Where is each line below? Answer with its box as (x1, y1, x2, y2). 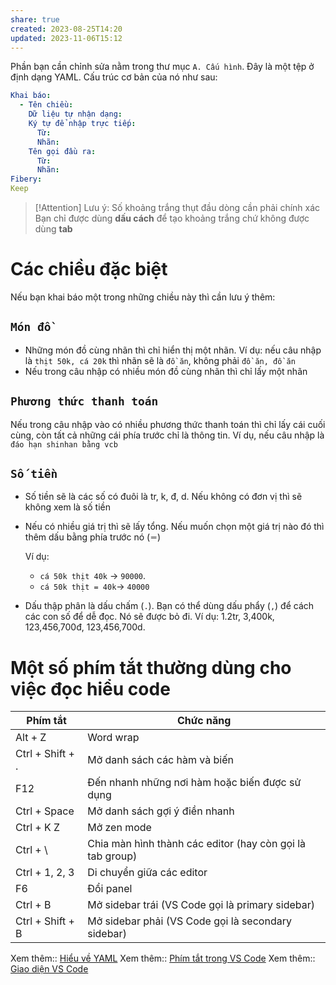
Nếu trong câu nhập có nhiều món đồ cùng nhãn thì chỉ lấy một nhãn (24, 365, 308, 377)
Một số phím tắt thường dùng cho (10, 656, 292, 679)
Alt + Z (15, 731, 47, 745)
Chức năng (176, 714, 232, 728)
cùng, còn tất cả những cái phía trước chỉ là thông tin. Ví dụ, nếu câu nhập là (10, 429, 325, 441)
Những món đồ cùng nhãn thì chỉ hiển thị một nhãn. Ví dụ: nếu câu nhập (24, 344, 322, 356)
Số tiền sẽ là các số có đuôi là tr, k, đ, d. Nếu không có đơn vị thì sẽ (24, 491, 303, 503)
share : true (10, 14, 60, 25)
